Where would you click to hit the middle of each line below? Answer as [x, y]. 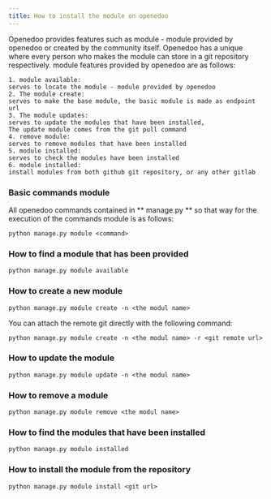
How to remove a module [58, 395]
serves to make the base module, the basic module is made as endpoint [132, 101]
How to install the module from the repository [100, 470]
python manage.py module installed [69, 450]
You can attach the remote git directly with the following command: [120, 323]
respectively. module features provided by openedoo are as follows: [122, 65]
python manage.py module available [69, 271]
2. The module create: [47, 94]
